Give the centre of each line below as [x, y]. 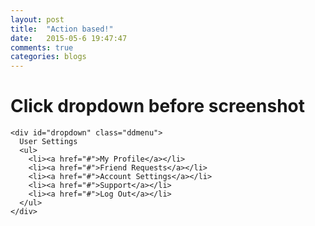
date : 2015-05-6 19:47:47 [69, 38]
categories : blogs [48, 57]
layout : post [37, 19]
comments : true [42, 47]
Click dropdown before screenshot [158, 106]
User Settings [48, 142]
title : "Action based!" [62, 29]
